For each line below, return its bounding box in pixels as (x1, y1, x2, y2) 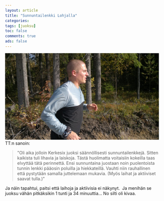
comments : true (5, 34, 36, 39)
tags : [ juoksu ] (5, 23, 36, 28)
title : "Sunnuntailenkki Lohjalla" (5, 13, 78, 18)
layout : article (5, 8, 38, 13)
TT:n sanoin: (5, 140, 30, 146)
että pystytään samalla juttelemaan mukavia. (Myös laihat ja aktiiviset (17, 170, 156, 176)
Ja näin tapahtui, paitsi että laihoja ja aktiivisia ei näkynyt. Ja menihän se (5, 185, 152, 191)
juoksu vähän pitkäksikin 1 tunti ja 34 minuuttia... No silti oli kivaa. (5, 190, 136, 196)
